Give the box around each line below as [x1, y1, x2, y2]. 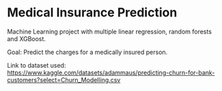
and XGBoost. [7, 34, 46, 42]
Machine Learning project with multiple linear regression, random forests [7, 27, 212, 36]
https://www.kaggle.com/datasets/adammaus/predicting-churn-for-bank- [7, 68, 215, 77]
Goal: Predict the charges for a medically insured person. [7, 48, 168, 56]
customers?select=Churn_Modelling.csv [7, 75, 121, 83]
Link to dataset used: [7, 61, 66, 69]
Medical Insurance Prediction [7, 5, 178, 21]
